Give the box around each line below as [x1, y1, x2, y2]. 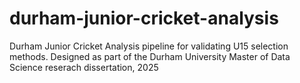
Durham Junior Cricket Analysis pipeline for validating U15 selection [9, 40, 289, 52]
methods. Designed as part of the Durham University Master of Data [9, 50, 291, 62]
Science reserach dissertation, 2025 [9, 61, 159, 73]
